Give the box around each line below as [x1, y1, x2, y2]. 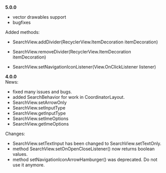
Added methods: [5, 29, 40, 35]
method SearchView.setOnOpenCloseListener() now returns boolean [12, 146, 155, 152]
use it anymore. [12, 162, 45, 168]
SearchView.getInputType [12, 110, 66, 116]
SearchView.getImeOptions [12, 121, 69, 127]
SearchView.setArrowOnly [12, 99, 67, 105]
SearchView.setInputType [12, 105, 65, 110]
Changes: [5, 131, 25, 137]
